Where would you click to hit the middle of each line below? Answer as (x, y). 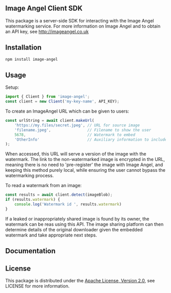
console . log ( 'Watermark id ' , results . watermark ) (68, 204)
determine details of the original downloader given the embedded (74, 229)
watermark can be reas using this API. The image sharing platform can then (84, 224)
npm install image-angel (32, 59)
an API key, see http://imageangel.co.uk (47, 31)
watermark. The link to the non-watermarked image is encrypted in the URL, (85, 159)
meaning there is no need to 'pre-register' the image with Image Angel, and (84, 165)
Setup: (12, 87)
